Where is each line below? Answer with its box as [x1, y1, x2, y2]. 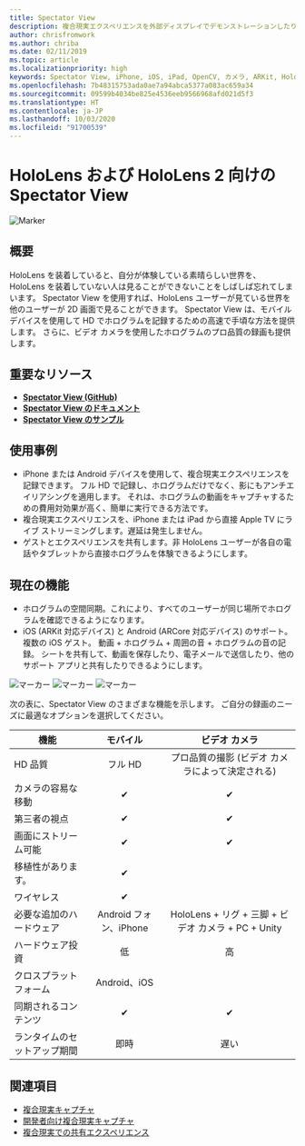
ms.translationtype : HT [9, 97, 100, 107]
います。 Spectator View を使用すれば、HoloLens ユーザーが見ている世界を [9, 292, 291, 303]
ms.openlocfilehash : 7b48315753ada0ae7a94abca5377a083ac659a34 [9, 81, 254, 90]
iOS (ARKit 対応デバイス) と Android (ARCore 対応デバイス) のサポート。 [22, 626, 293, 637]
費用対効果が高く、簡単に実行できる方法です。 [38, 503, 213, 513]
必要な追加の [14, 908, 70, 921]
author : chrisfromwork [9, 30, 95, 39]
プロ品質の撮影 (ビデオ [171, 752, 268, 764]
